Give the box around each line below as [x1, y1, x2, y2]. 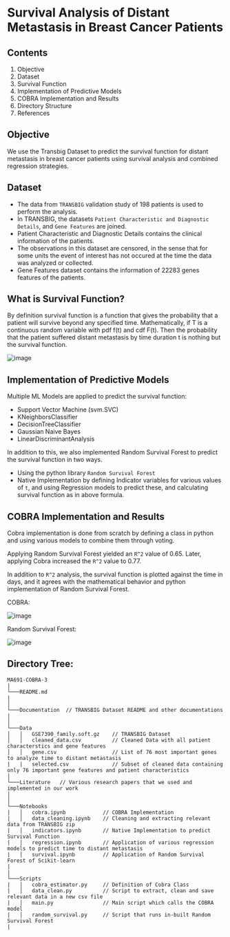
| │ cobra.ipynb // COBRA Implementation [7, 809, 174, 816]
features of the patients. [17, 273, 86, 282]
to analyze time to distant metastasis [7, 755, 122, 761]
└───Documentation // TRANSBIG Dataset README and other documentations [7, 706, 224, 713]
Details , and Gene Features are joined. [17, 222, 127, 230]
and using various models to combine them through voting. [7, 536, 175, 545]
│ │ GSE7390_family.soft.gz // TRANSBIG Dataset [7, 730, 171, 737]
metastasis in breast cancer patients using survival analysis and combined [7, 154, 218, 162]
